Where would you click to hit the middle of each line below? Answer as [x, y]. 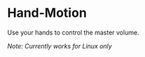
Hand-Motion [47, 13]
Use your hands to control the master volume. [73, 32]
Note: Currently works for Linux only [60, 46]
